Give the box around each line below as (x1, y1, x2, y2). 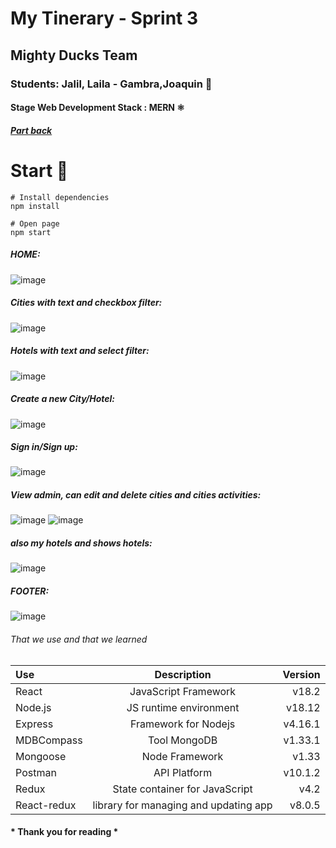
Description (154, 667, 212, 681)
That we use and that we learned (10, 633, 148, 645)
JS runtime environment (126, 700, 240, 714)
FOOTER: (10, 585, 50, 597)
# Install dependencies (10, 192, 110, 202)
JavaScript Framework (129, 684, 237, 698)
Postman (15, 765, 57, 779)
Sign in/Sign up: (10, 441, 78, 453)
